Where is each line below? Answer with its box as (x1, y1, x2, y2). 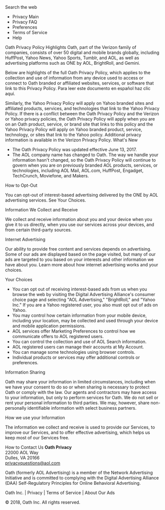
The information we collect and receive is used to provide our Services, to (5, 425, 155, 430)
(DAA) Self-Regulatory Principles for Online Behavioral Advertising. (5, 480, 141, 486)
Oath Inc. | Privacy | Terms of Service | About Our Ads (5, 490, 115, 496)
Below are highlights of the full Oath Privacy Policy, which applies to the (5, 70, 151, 76)
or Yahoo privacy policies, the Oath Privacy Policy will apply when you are (5, 116, 155, 122)
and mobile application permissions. (12, 323, 86, 329)
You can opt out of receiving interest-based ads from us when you (12, 286, 147, 292)
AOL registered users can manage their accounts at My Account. (12, 344, 144, 350)
